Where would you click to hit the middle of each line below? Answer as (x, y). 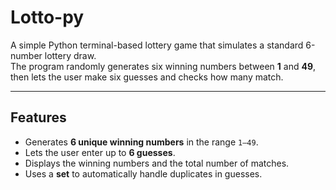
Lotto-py (47, 17)
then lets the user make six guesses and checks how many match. (147, 77)
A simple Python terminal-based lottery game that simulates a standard (157, 45)
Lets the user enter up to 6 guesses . (100, 152)
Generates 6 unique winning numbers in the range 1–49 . (141, 142)
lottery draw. (70, 55)
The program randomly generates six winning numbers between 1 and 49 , (163, 66)
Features (38, 117)
